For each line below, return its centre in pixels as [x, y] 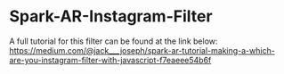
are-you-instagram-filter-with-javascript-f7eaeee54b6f [110, 60]
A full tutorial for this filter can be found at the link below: [114, 41]
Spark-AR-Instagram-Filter [111, 16]
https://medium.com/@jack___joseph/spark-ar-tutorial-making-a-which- [142, 50]
